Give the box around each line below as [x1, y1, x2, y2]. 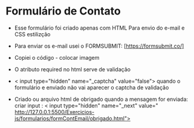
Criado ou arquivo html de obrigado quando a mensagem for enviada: [14, 95, 189, 103]
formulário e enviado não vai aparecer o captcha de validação [14, 83, 169, 91]
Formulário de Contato [5, 4, 121, 18]
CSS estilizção [14, 30, 51, 37]
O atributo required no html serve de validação [14, 65, 131, 73]
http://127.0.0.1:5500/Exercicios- [14, 108, 95, 115]
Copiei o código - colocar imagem [14, 54, 100, 61]
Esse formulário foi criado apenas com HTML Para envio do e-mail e [14, 24, 185, 31]
